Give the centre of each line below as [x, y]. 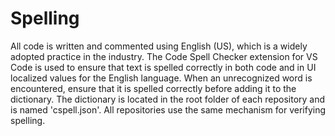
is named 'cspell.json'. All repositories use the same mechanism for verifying [168, 109]
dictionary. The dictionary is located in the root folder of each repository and [168, 99]
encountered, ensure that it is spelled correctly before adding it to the [153, 88]
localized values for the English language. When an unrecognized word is [161, 78]
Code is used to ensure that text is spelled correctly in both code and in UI [163, 67]
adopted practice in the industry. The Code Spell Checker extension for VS [164, 56]
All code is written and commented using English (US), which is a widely [159, 46]
